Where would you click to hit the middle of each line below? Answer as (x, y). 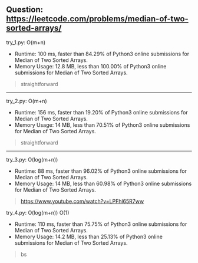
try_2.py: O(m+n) (27, 101)
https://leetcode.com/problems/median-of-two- (97, 19)
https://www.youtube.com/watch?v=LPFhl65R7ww (82, 201)
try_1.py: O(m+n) (26, 42)
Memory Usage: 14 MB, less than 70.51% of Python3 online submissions (102, 125)
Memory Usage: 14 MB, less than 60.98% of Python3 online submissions (103, 183)
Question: (25, 10)
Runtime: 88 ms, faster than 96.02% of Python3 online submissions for (101, 171)
